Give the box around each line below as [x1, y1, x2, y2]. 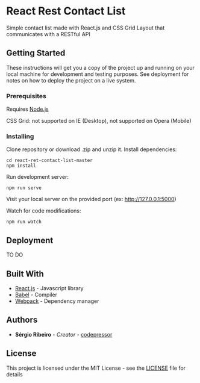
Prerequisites [6, 92, 46, 100]
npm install [6, 163, 36, 169]
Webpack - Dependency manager [14, 297, 99, 305]
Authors [6, 315, 38, 325]
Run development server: [6, 173, 69, 181]
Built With [6, 269, 44, 279]
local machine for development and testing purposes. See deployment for [6, 70, 189, 78]
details [6, 370, 23, 378]
